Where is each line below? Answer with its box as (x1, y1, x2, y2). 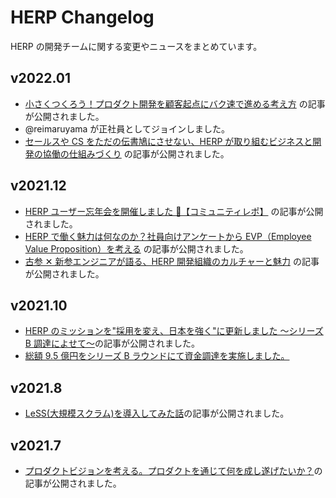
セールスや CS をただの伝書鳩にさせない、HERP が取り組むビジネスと (24, 135, 313, 147)
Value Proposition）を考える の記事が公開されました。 (24, 242, 249, 255)
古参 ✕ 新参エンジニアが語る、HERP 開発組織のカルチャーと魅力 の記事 (24, 255, 320, 267)
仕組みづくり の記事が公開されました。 (68, 147, 230, 160)
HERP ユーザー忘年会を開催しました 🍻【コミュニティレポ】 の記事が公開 (24, 205, 324, 217)
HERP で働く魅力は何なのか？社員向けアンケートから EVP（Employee (24, 230, 312, 242)
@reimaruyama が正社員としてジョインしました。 (24, 122, 230, 135)
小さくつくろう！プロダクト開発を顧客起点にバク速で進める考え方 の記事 (24, 97, 326, 110)
